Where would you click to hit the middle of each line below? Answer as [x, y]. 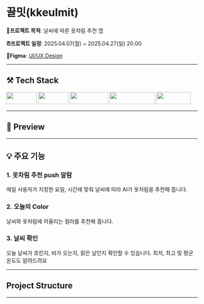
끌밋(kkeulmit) [42, 12]
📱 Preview [25, 127]
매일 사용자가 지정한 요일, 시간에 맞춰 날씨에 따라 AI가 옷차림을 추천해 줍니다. [97, 189]
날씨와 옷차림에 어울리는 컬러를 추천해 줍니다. [60, 221]
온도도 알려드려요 [27, 260]
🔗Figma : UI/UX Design [34, 55]
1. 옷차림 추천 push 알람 [39, 175]
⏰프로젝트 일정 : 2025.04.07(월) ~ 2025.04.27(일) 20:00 [74, 43]
